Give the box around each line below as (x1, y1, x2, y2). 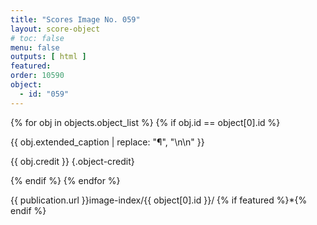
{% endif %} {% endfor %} (10, 174, 121, 186)
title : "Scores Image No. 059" (10, 14, 141, 25)
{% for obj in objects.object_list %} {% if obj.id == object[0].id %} (10, 116, 281, 128)
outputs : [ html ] (10, 52, 87, 62)
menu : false (10, 42, 60, 53)
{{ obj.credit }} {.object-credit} (10, 155, 135, 167)
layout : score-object (10, 24, 101, 34)
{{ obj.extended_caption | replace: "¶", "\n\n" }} (10, 136, 205, 148)
